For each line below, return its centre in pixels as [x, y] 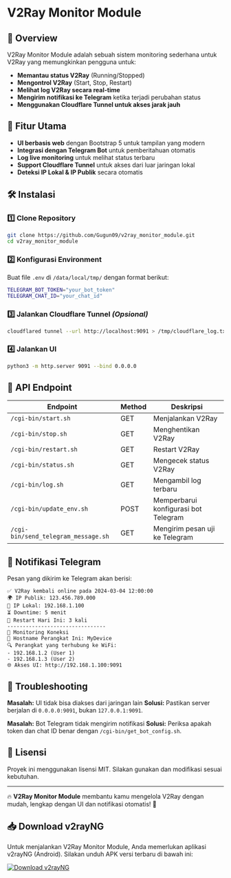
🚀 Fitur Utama [37, 126]
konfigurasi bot [178, 509]
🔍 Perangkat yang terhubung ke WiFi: [62, 646]
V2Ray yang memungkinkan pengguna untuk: [71, 62]
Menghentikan [177, 430]
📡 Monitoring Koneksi [38, 633]
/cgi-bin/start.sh [41, 419]
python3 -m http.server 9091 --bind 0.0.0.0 [72, 366]
